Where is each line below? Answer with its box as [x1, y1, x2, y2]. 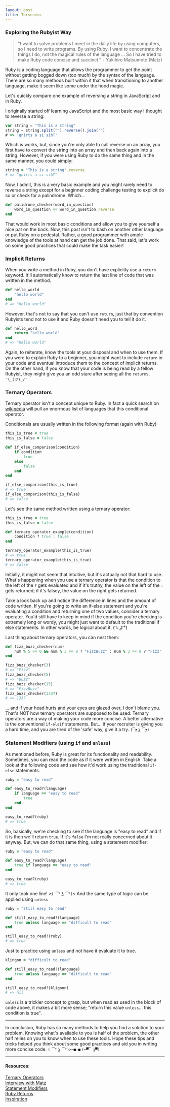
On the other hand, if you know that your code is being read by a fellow [5, 365, 153, 371]
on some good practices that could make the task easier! [5, 242, 124, 248]
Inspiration [5, 1096, 28, 1102]
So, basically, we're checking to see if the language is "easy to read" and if [5, 828, 162, 834]
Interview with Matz [5, 1080, 47, 1086]
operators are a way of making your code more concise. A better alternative [5, 716, 163, 722]
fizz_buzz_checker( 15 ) [5, 681, 53, 686]
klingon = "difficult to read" [5, 958, 71, 963]
